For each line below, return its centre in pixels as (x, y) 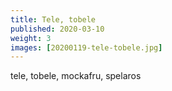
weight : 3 (31, 38)
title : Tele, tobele (53, 19)
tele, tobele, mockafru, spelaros (76, 76)
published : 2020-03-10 (57, 29)
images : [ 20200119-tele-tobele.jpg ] (86, 47)
